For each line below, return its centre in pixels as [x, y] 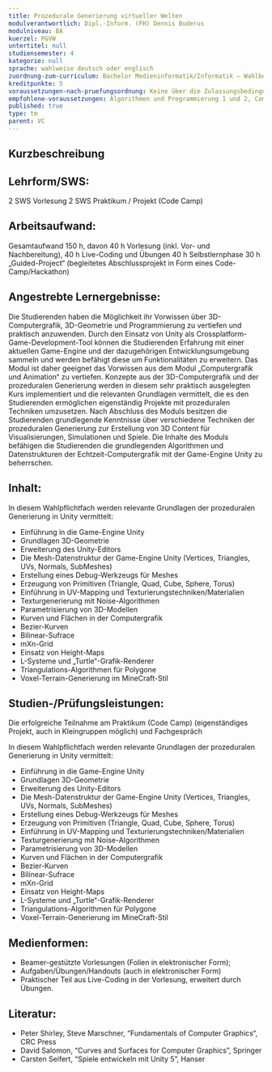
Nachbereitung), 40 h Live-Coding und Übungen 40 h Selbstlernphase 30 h [134, 254]
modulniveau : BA [36, 31]
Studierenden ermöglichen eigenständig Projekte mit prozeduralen [119, 402]
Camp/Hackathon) [39, 271]
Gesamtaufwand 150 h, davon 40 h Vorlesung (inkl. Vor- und [109, 246]
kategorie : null [36, 61]
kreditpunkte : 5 [36, 83]
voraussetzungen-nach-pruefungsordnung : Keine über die [104, 91]
